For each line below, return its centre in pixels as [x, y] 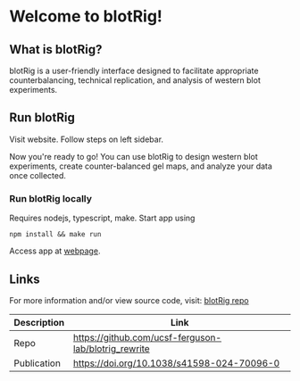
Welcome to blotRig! [86, 17]
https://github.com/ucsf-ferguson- [147, 337]
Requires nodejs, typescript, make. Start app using [102, 218]
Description [39, 322]
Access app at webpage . [55, 251]
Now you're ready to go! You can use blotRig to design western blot [134, 156]
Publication [37, 363]
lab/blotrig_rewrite [111, 348]
